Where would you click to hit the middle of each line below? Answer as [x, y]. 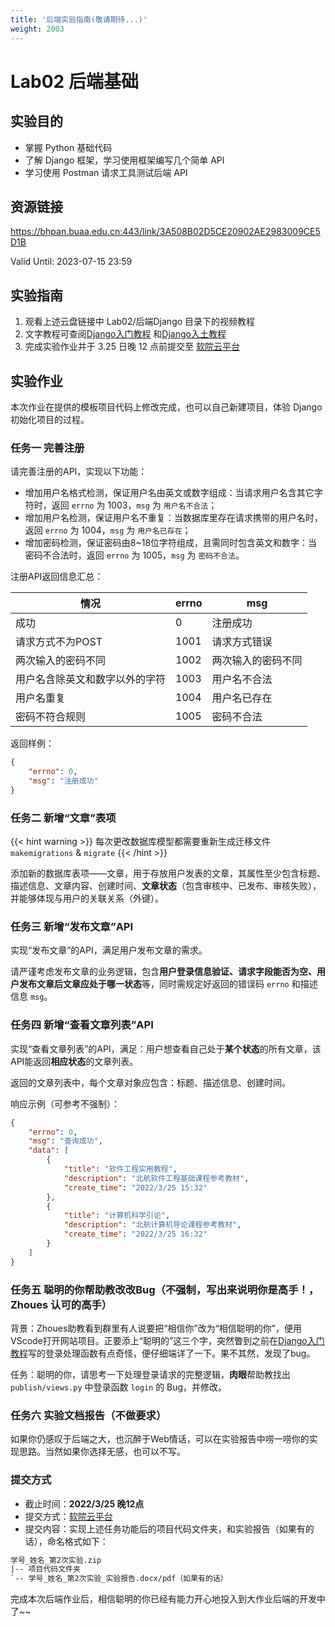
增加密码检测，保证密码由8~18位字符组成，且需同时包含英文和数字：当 [171, 543]
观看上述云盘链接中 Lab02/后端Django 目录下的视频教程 [140, 322]
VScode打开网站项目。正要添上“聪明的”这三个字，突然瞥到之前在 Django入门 [167, 1340]
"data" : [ [49, 1151]
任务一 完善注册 [47, 448]
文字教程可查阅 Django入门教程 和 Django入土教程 [125, 334]
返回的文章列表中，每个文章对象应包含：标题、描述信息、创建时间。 [150, 1082]
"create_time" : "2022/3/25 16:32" [135, 1234]
